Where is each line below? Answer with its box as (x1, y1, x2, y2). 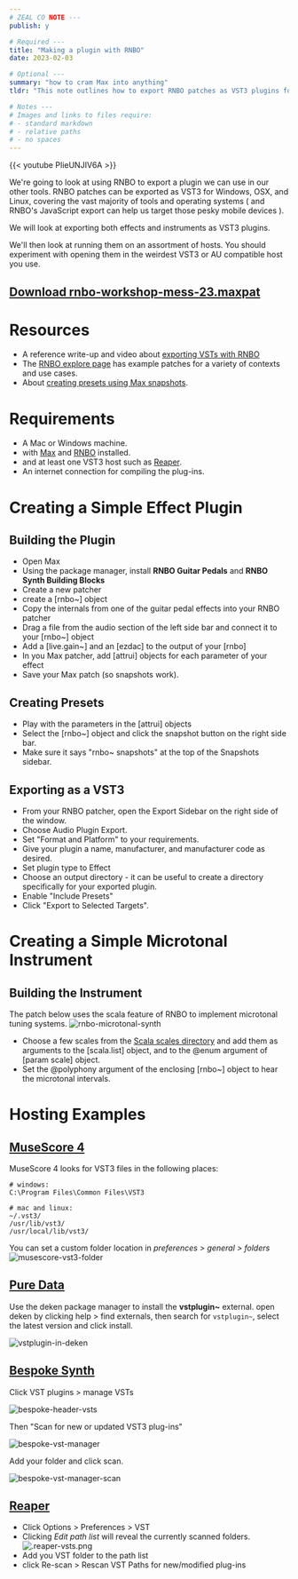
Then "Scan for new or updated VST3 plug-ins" (9, 1421, 184, 1432)
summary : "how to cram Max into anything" (9, 78, 169, 87)
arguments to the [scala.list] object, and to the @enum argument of (21, 1045, 268, 1056)
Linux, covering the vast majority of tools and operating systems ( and (9, 196, 265, 207)
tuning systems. (9, 1019, 68, 1029)
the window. (21, 815, 67, 826)
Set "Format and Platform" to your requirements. (21, 834, 200, 845)
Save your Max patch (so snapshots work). (21, 670, 179, 680)
